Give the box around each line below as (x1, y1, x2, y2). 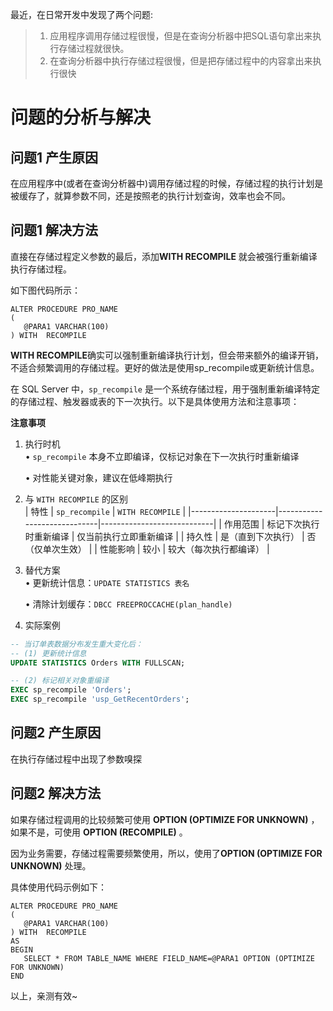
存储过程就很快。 (58, 43, 130, 54)
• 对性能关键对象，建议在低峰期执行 (24, 471, 173, 483)
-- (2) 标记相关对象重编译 (10, 676, 110, 686)
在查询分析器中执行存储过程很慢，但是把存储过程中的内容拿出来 (49, 55, 313, 67)
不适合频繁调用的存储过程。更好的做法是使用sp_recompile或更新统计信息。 (10, 361, 320, 373)
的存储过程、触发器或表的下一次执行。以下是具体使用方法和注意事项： (10, 395, 300, 407)
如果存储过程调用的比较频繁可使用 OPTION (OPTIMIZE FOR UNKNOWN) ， (10, 813, 320, 825)
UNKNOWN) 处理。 (10, 859, 92, 872)
